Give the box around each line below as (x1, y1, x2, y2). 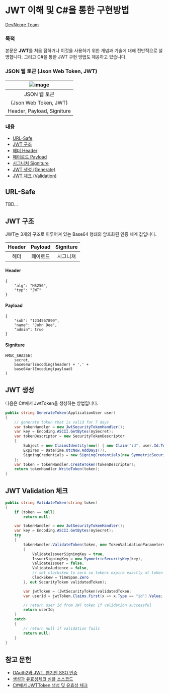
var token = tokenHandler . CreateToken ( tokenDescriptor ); (14, 462, 136, 467)
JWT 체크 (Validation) (12, 173, 57, 179)
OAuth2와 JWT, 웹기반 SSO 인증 (12, 670, 78, 676)
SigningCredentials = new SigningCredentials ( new (23, 452, 129, 457)
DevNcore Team (5, 21, 39, 28)
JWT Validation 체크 (5, 487, 68, 495)
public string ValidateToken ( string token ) (5, 500, 98, 505)
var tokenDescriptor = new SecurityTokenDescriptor (14, 434, 125, 439)
